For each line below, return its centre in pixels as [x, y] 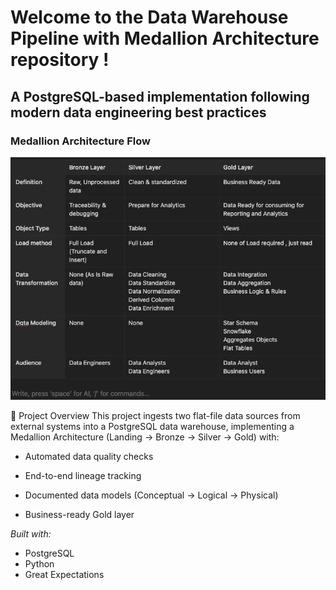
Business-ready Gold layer [79, 515]
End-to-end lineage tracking [83, 476]
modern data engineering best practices [138, 112]
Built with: [31, 534]
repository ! [60, 60]
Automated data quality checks [89, 457]
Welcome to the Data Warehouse [149, 17]
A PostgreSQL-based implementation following [160, 96]
